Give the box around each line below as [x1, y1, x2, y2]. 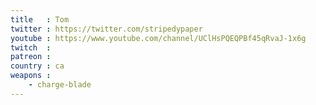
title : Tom [10, 14, 70, 25]
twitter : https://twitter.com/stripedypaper [10, 24, 203, 34]
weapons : [10, 71, 52, 81]
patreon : [10, 52, 52, 62]
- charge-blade [28, 80, 92, 90]
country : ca [10, 61, 65, 71]
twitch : [10, 42, 52, 53]
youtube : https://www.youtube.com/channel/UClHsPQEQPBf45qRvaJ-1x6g [10, 33, 307, 43]
